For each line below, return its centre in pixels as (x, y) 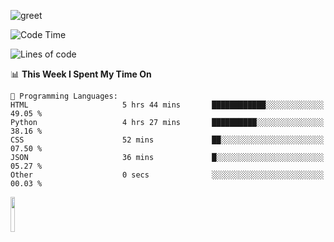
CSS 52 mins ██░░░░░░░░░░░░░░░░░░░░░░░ (167, 140)
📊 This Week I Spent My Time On (81, 74)
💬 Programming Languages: (64, 96)
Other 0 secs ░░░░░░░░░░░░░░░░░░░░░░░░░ (167, 175)
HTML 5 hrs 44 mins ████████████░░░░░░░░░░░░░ (167, 105)
